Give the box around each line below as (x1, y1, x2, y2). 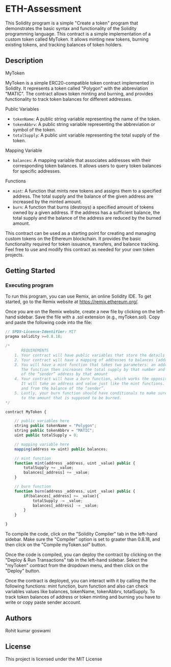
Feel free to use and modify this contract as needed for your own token (5, 246, 155, 252)
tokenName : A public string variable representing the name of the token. (12, 116, 161, 122)
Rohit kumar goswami (5, 627, 51, 633)
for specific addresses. (12, 168, 61, 174)
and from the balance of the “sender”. (21, 386, 106, 391)
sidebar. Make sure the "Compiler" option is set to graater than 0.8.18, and (5, 536, 160, 543)
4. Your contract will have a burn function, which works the (14, 377, 149, 382)
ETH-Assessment (5, 3, 81, 15)
